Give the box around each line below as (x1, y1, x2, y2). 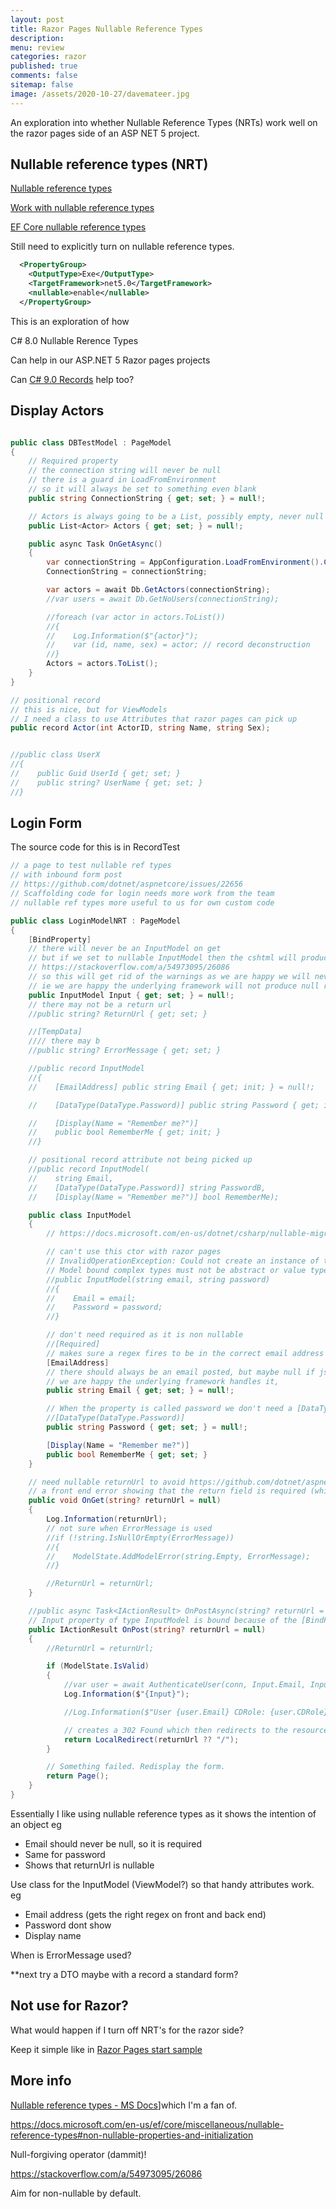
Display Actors (10, 402, 105, 420)
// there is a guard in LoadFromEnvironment (28, 475, 217, 485)
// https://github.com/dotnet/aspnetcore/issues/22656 (10, 879, 244, 890)
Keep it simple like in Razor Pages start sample (10, 2043, 203, 2055)
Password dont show (24, 1919, 112, 1931)
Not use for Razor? (10, 1997, 129, 2015)
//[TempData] (28, 1027, 83, 1037)
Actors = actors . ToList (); (46, 659, 159, 669)
